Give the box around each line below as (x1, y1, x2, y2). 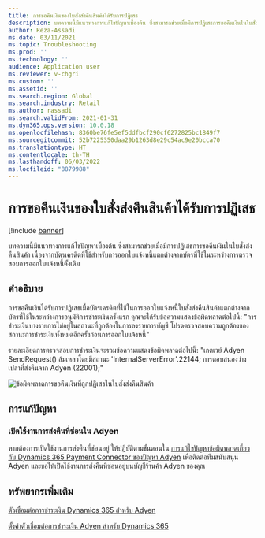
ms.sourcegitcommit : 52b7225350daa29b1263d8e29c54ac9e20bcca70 (8, 135, 221, 144)
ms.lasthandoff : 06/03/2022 (8, 158, 101, 166)
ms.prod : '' (8, 48, 47, 56)
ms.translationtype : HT (8, 143, 87, 151)
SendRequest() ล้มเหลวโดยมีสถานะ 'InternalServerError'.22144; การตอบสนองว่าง (8, 354, 247, 363)
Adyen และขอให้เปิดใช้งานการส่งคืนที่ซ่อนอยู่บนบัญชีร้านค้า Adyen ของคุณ (8, 462, 206, 471)
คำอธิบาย (8, 282, 43, 295)
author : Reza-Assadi (8, 26, 77, 34)
